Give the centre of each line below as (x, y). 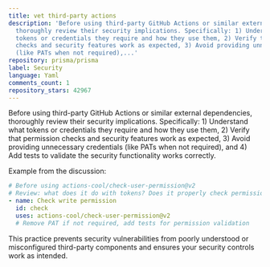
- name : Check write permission (62, 201)
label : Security (35, 68)
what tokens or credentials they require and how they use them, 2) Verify (129, 130)
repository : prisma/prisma (53, 61)
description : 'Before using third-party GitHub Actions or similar (124, 23)
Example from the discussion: (57, 171)
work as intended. (38, 255)
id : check (32, 208)
